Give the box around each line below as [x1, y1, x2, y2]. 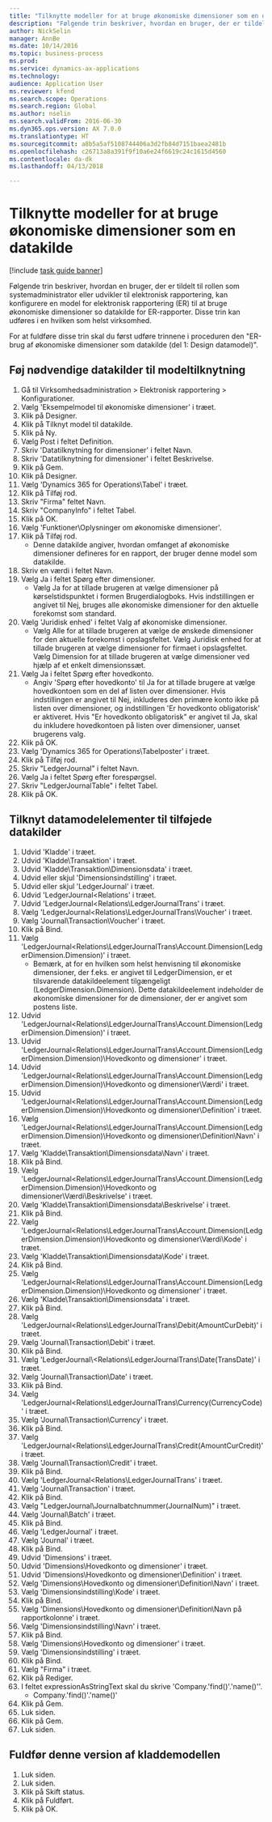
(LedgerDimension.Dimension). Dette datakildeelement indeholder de [32, 985, 264, 994]
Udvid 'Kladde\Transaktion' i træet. [20, 855, 137, 865]
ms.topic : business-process [9, 49, 104, 57]
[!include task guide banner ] [9, 266, 103, 275]
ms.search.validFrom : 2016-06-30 [9, 117, 122, 126]
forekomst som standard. [32, 608, 117, 618]
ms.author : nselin [9, 110, 71, 118]
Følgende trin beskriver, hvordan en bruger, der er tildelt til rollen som [9, 281, 241, 292]
